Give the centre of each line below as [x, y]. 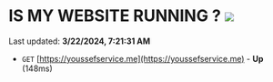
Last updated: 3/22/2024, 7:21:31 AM [80, 41]
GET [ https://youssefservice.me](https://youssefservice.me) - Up [142, 58]
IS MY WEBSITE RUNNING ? [115, 16]
